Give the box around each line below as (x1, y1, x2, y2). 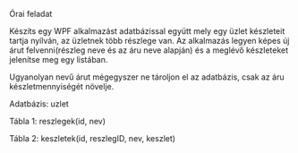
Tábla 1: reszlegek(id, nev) (9, 116, 106, 126)
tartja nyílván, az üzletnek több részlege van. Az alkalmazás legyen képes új (9, 36, 290, 46)
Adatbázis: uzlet (9, 98, 69, 109)
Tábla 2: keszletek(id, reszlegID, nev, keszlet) (9, 133, 176, 143)
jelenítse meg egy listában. (9, 55, 108, 64)
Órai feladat (9, 9, 53, 19)
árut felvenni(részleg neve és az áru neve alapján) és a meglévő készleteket (9, 45, 289, 55)
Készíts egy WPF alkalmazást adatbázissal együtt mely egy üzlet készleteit (9, 26, 285, 36)
